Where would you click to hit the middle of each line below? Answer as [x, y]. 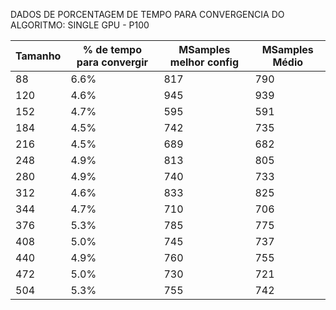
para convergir [112, 62]
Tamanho [38, 56]
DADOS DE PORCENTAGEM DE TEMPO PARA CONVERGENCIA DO [147, 14]
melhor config [204, 62]
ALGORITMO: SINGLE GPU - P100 [80, 25]
